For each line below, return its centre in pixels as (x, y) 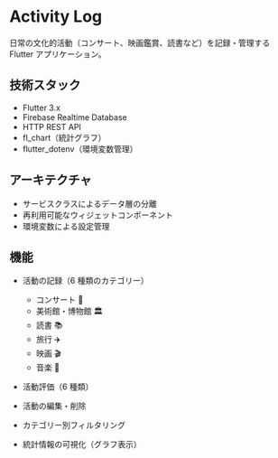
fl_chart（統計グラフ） (64, 137)
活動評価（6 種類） (58, 387)
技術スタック (45, 85)
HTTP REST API (51, 126)
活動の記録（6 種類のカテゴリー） (85, 281)
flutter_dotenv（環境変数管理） (80, 149)
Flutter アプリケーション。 (58, 54)
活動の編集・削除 (54, 406)
